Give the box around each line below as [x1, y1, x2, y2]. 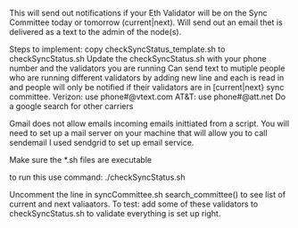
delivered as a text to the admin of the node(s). [9, 27, 182, 37]
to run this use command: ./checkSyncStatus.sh [9, 172, 186, 182]
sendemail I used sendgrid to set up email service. [9, 138, 195, 148]
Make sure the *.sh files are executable [9, 155, 153, 165]
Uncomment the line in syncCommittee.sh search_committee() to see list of [9, 190, 286, 199]
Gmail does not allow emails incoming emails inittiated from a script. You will [9, 118, 290, 129]
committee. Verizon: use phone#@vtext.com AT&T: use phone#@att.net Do [9, 91, 286, 102]
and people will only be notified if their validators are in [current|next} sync [9, 82, 285, 92]
